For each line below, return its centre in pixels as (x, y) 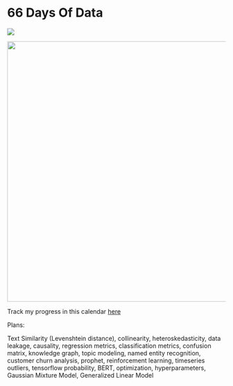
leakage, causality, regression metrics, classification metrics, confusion (109, 346)
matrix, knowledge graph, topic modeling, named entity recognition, (104, 353)
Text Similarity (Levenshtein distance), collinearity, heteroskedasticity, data (114, 338)
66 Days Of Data (55, 13)
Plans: (16, 325)
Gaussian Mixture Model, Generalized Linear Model (80, 375)
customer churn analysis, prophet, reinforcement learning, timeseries (106, 360)
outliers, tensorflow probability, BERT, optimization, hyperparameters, (106, 368)
